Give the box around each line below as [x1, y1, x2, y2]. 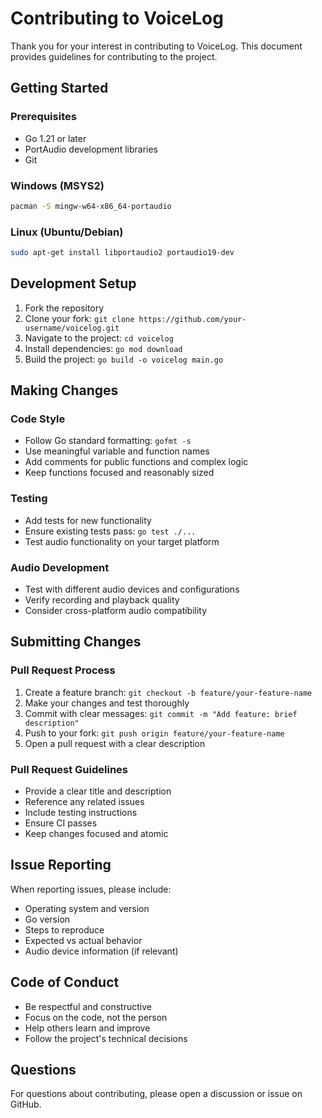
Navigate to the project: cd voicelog [24, 332, 174, 344]
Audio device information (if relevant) [24, 945, 179, 957]
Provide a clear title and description [24, 785, 172, 797]
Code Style [10, 412, 66, 426]
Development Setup [10, 275, 137, 292]
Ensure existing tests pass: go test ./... [24, 525, 197, 537]
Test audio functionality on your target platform [24, 535, 220, 547]
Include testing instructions [24, 807, 138, 819]
